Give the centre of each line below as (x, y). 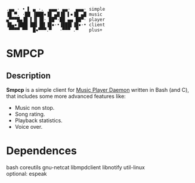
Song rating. (30, 114)
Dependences (42, 151)
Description (28, 75)
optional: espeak (27, 173)
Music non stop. (35, 108)
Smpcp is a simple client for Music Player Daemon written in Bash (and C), (98, 90)
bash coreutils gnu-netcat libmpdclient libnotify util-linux (75, 167)
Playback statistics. (38, 120)
